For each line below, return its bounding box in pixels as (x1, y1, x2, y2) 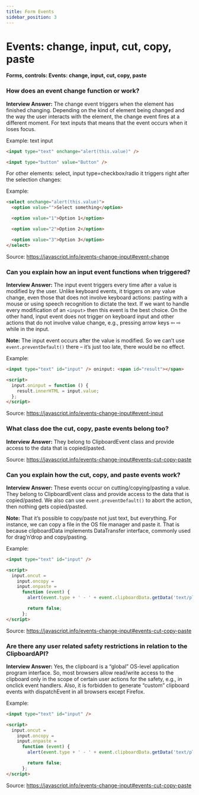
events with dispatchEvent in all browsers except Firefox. (6, 688, 145, 695)
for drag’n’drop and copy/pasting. (6, 533, 88, 540)
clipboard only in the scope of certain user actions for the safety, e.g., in (6, 675, 182, 682)
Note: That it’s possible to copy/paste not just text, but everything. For (6, 514, 177, 521)
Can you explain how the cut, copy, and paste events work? (6, 470, 181, 479)
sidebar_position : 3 (6, 14, 57, 20)
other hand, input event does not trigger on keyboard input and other (6, 313, 175, 320)
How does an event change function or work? (6, 87, 140, 95)
